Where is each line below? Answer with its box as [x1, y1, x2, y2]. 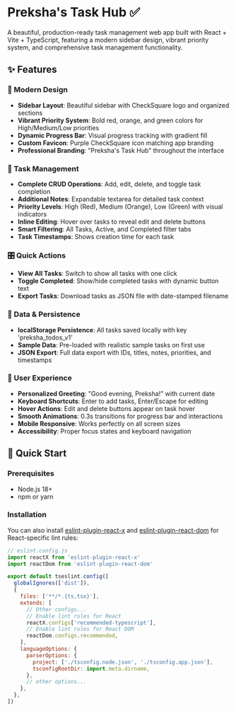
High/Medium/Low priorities [17, 123, 100, 132]
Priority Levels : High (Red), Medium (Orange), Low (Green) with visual [17, 202, 223, 211]
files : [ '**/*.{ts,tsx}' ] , [20, 593, 100, 600]
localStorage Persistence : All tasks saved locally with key [17, 325, 187, 334]
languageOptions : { [20, 645, 78, 653]
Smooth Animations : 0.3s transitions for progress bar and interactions [17, 412, 223, 420]
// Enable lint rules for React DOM [25, 625, 134, 633]
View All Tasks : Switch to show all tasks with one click [17, 270, 177, 278]
